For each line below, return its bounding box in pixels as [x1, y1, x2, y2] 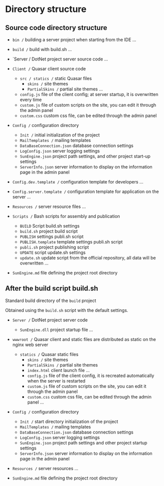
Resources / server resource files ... [12, 203, 86, 209]
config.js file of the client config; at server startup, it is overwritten [19, 91, 159, 97]
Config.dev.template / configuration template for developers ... [12, 179, 144, 184]
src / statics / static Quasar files [19, 75, 92, 81]
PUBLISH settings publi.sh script [19, 233, 84, 239]
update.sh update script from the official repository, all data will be [19, 255, 156, 260]
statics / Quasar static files [19, 351, 79, 357]
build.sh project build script [19, 228, 78, 234]
